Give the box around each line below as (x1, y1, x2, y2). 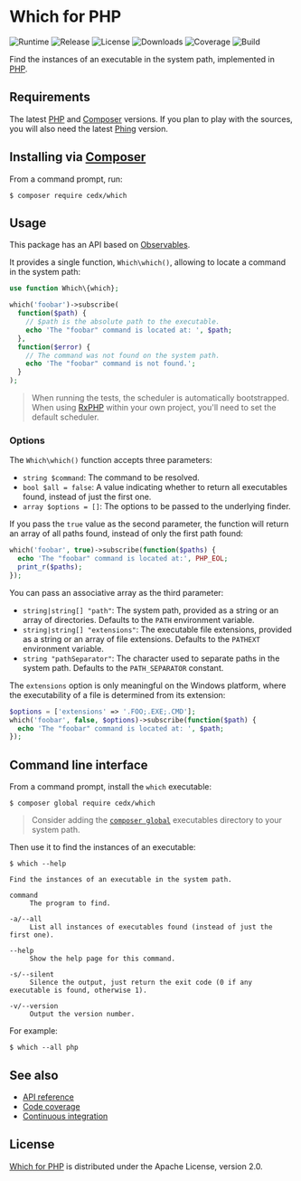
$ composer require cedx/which (9, 191, 127, 200)
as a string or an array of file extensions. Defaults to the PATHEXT (22, 633, 260, 644)
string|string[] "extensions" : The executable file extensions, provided (22, 624, 292, 635)
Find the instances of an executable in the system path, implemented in (9, 53, 276, 64)
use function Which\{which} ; (9, 284, 119, 293)
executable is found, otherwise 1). (9, 986, 147, 996)
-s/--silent (9, 970, 54, 979)
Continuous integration (22, 1110, 108, 1121)
